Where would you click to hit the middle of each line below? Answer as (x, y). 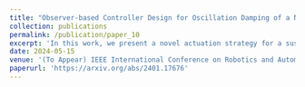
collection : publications (58, 26)
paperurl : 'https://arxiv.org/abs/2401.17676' (99, 69)
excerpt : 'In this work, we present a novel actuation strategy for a (146, 43)
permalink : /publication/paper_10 (75, 34)
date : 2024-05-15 (42, 52)
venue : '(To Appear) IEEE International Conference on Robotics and (142, 60)
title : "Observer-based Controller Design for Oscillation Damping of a (150, 18)
